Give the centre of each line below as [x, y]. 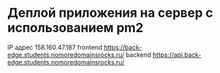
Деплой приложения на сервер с [110, 13]
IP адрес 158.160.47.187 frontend [55, 47]
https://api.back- [177, 55]
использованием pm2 [75, 28]
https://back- [123, 47]
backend [138, 55]
